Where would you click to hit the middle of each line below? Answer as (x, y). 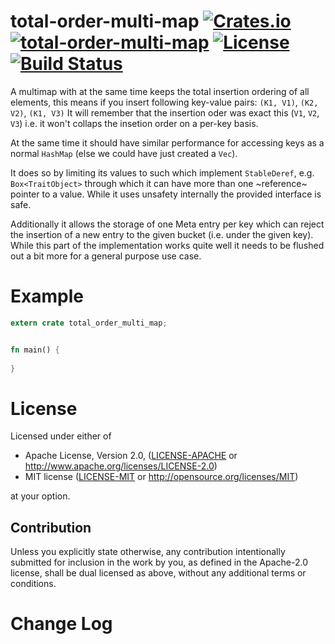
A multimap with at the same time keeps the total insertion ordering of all (160, 91)
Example (47, 296)
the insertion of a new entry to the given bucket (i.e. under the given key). (162, 234)
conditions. (33, 584)
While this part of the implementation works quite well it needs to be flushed (167, 245)
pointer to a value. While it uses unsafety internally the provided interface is (166, 194)
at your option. (40, 496)
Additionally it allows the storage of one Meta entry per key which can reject (167, 224)
